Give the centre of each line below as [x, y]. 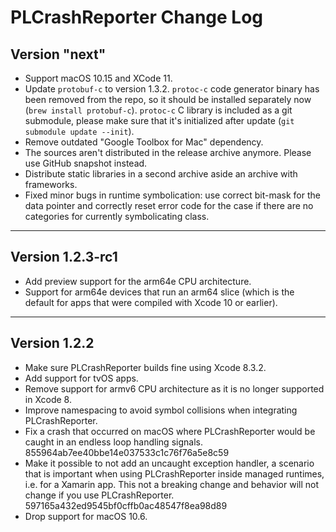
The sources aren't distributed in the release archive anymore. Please [168, 152]
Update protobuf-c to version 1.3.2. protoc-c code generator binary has [172, 89]
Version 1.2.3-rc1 [64, 257]
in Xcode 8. [48, 399]
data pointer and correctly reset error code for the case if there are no [169, 205]
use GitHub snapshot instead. [86, 163]
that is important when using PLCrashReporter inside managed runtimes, [174, 473]
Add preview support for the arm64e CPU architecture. [138, 281]
